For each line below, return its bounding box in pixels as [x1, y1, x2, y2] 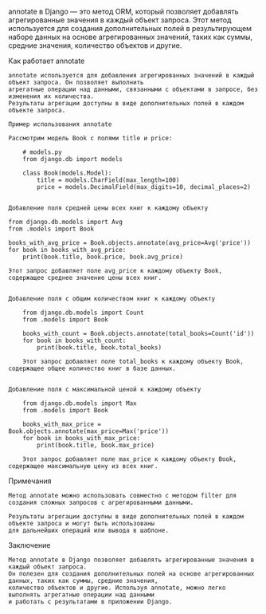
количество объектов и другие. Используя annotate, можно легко [8, 584, 226, 592]
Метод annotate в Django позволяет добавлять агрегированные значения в [8, 556, 255, 564]
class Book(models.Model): [22, 169, 112, 177]
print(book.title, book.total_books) [37, 344, 162, 352]
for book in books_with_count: [22, 337, 127, 344]
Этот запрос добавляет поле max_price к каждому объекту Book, [22, 455, 237, 463]
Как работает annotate [8, 56, 85, 65]
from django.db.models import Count [22, 309, 145, 317]
